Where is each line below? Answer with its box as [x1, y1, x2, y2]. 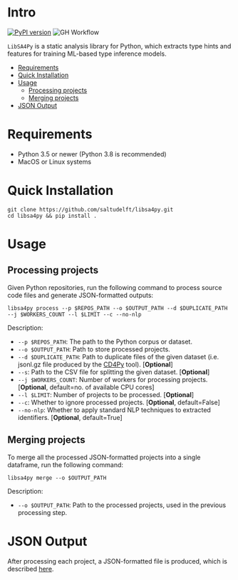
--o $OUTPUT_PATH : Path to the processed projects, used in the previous [17, 501, 227, 509]
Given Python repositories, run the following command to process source [7, 283, 222, 291]
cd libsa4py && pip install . [7, 212, 98, 219]
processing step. [17, 508, 68, 516]
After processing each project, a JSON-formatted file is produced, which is [7, 556, 228, 565]
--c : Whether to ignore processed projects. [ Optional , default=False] [17, 398, 221, 406]
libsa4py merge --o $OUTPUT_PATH [7, 474, 107, 481]
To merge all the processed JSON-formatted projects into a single [7, 453, 201, 461]
